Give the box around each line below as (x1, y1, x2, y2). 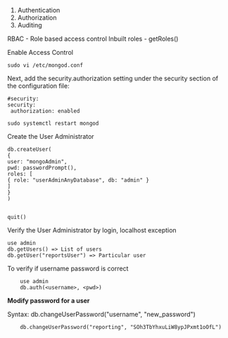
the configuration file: (7, 82, 70, 90)
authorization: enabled (10, 108, 80, 115)
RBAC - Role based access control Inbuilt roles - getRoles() (7, 35, 179, 43)
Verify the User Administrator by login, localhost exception (7, 226, 177, 234)
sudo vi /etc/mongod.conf (7, 62, 83, 69)
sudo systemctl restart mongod (7, 120, 99, 127)
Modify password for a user (7, 296, 90, 305)
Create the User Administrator (7, 132, 94, 140)
